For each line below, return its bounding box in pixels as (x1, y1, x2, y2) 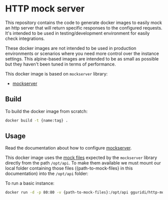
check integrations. (5, 35, 45, 41)
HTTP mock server (5, 3, 85, 14)
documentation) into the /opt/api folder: (5, 170, 88, 176)
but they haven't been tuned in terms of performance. (5, 61, 116, 67)
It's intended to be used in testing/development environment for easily (5, 30, 150, 36)
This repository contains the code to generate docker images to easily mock (5, 19, 162, 25)
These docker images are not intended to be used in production (5, 45, 136, 51)
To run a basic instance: (5, 180, 55, 186)
